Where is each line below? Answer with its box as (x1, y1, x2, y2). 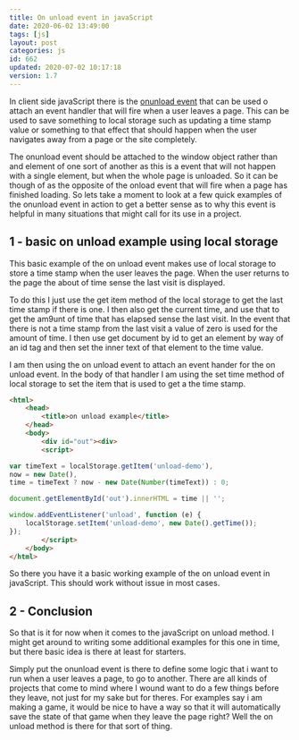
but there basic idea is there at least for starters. (9, 646, 187, 658)
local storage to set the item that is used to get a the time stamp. (9, 378, 246, 389)
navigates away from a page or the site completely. (9, 133, 198, 144)
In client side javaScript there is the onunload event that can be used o (9, 96, 269, 106)
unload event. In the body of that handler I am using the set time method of (9, 369, 285, 379)
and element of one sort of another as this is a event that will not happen (9, 160, 277, 171)
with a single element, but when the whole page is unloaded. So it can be (9, 170, 278, 181)
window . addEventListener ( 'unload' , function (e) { (9, 511, 202, 520)
